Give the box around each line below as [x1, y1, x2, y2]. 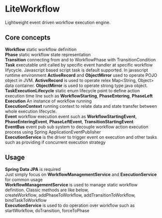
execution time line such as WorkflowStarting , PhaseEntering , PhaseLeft [5, 93, 153, 99]
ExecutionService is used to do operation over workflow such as [5, 202, 135, 208]
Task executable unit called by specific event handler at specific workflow [5, 62, 153, 67]
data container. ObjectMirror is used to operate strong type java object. [5, 83, 148, 88]
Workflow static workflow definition [5, 46, 77, 52]
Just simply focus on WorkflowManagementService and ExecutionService [5, 171, 157, 177]
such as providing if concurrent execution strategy [5, 139, 106, 145]
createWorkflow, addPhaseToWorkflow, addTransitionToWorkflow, [5, 192, 136, 198]
